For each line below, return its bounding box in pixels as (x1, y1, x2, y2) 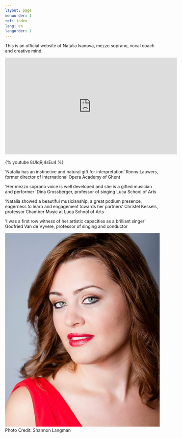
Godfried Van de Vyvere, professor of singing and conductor (5, 223, 128, 229)
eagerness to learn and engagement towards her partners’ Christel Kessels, (5, 204, 158, 210)
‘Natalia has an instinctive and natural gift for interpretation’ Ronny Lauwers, (5, 169, 158, 175)
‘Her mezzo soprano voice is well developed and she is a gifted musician (5, 184, 152, 190)
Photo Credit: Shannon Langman (5, 427, 71, 433)
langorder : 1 (5, 28, 32, 34)
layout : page (5, 8, 32, 13)
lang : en (5, 24, 23, 28)
